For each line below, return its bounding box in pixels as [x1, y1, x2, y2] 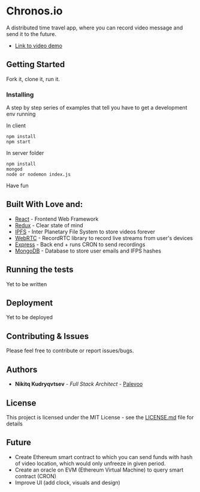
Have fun [6, 182, 29, 190]
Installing [6, 90, 34, 98]
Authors [6, 364, 38, 374]
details [6, 420, 23, 427]
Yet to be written [6, 280, 47, 287]
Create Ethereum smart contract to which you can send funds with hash [14, 453, 193, 460]
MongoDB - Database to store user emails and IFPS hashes [14, 247, 162, 254]
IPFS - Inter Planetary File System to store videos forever [14, 228, 156, 235]
